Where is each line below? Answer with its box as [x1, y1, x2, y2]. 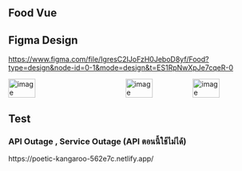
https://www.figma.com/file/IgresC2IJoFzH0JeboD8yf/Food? [8, 55, 209, 64]
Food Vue [8, 6, 58, 20]
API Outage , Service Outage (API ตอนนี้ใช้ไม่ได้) [8, 135, 187, 146]
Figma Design [8, 33, 78, 47]
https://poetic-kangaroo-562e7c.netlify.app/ [8, 154, 154, 163]
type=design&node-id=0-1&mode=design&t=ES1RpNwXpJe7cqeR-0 [8, 63, 234, 72]
